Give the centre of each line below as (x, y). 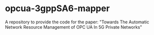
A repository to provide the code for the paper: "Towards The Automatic (77, 22)
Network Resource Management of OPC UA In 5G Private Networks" (74, 27)
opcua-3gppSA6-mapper (58, 9)
